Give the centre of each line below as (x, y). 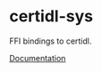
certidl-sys (51, 16)
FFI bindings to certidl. (51, 41)
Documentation (38, 58)
